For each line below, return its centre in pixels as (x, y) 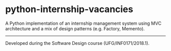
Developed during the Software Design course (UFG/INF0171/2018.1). (77, 43)
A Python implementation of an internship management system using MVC (83, 23)
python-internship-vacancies (69, 9)
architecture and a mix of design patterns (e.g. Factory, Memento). (75, 28)
